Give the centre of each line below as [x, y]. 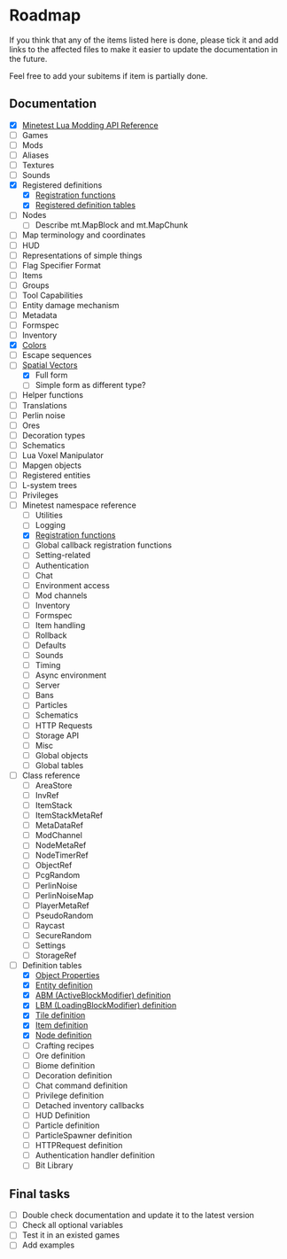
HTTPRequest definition [79, 1146]
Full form [51, 375]
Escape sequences [57, 355]
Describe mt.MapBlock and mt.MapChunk [112, 225]
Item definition [62, 1025]
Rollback [51, 635]
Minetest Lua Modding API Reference [90, 125]
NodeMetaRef [61, 845]
